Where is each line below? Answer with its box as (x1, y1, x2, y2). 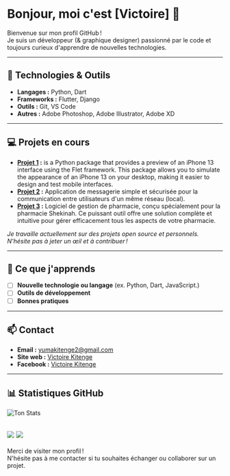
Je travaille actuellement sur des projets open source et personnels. (7, 229, 200, 238)
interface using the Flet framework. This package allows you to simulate (16, 166, 220, 174)
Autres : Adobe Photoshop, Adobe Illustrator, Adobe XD (16, 109, 175, 118)
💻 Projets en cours (7, 137, 90, 148)
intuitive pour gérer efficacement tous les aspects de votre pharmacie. (16, 216, 216, 224)
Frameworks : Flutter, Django (16, 95, 101, 103)
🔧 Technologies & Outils (7, 70, 111, 81)
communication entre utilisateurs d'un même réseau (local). (16, 194, 186, 202)
